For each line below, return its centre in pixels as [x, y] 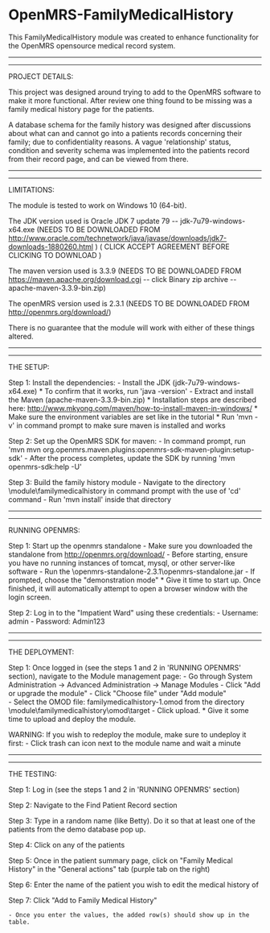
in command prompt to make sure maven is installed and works [121, 425]
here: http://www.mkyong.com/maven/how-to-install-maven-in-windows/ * [133, 408]
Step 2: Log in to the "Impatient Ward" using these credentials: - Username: [133, 612]
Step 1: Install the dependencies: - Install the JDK [90, 382]
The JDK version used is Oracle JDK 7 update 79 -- [94, 221]
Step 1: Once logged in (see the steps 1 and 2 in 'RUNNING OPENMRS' [125, 667]
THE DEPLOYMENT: [41, 652]
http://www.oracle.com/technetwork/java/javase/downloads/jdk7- [118, 238]
